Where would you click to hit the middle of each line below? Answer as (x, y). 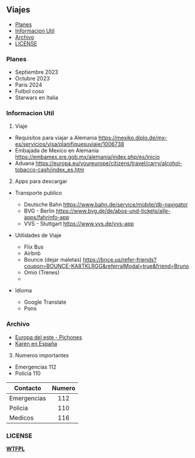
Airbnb (32, 253)
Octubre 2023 (32, 79)
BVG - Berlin (39, 211)
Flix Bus (34, 247)
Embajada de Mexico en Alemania (57, 151)
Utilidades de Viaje (38, 235)
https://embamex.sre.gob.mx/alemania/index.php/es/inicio (87, 157)
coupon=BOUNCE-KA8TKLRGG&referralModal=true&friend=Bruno (106, 266)
